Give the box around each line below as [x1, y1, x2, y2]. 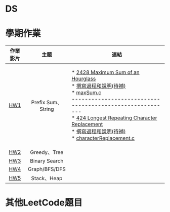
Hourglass [71, 75, 96, 82]
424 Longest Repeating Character [76, 114, 157, 121]
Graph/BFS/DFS [27, 165, 66, 173]
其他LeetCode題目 [5, 197, 82, 208]
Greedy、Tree [30, 149, 64, 156]
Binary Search [30, 157, 64, 164]
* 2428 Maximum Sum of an [71, 69, 140, 76]
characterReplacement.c [76, 135, 135, 142]
